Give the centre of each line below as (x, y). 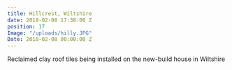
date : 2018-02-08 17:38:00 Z (50, 20)
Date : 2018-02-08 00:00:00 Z (50, 40)
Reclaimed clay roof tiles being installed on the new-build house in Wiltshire (116, 59)
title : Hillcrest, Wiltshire (50, 14)
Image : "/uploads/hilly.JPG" (50, 33)
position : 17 (26, 26)
